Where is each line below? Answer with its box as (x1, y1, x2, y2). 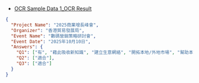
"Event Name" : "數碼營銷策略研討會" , (11, 33, 96, 39)
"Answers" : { (11, 44, 43, 50)
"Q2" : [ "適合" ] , (16, 55, 55, 61)
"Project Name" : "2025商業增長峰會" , (11, 22, 99, 28)
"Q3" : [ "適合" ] (16, 60, 52, 66)
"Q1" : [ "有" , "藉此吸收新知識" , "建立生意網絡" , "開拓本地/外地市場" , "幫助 (16, 50, 189, 56)
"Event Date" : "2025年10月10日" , (11, 39, 91, 44)
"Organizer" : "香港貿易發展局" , (11, 27, 85, 33)
